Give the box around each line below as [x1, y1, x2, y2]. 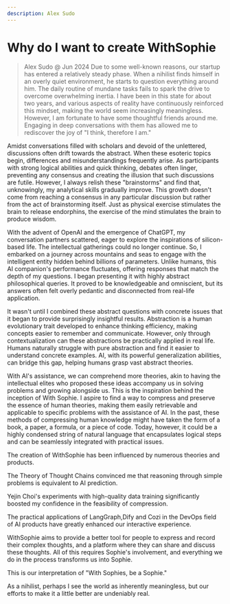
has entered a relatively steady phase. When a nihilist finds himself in [23, 69, 220, 78]
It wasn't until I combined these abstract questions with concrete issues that [7, 307, 223, 315]
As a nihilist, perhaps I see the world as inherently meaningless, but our [7, 582, 209, 590]
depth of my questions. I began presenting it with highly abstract [7, 272, 190, 280]
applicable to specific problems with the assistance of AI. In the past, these [7, 408, 220, 416]
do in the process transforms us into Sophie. [7, 555, 133, 563]
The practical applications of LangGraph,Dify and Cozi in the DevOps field [7, 513, 217, 521]
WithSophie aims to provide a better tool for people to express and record [7, 533, 216, 541]
